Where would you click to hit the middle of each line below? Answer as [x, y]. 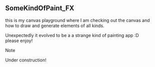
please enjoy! [19, 40]
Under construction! [26, 60]
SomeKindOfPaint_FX [40, 8]
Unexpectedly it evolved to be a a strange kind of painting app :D [72, 35]
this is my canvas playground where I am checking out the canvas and [77, 20]
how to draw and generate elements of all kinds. [55, 25]
